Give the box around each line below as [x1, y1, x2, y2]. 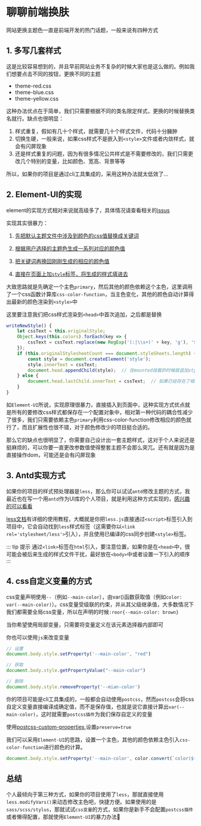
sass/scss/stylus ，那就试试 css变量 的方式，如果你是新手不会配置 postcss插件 [6, 806, 193, 813]
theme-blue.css [14, 88, 54, 96]
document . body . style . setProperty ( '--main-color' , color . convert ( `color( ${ [6, 755, 197, 761]
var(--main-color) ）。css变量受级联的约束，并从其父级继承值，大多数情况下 [6, 601, 194, 608]
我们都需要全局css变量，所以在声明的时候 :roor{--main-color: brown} [6, 608, 179, 615]
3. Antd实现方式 [6, 471, 66, 481]
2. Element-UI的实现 [6, 189, 82, 200]
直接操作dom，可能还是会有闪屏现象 [6, 451, 96, 459]
